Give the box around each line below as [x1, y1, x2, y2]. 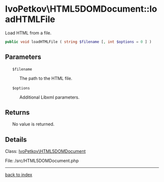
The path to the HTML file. [19, 75, 72, 81]
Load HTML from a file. [5, 30, 52, 36]
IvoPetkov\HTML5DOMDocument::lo [5, 3, 157, 15]
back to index [5, 172, 33, 178]
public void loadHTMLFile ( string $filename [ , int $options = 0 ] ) [5, 39, 152, 44]
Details [5, 135, 27, 143]
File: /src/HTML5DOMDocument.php [5, 158, 79, 164]
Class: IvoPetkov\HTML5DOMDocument [5, 148, 86, 154]
